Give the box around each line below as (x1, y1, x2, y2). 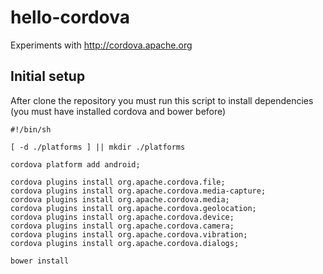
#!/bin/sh (10, 124, 52, 135)
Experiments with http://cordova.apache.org (10, 39, 193, 51)
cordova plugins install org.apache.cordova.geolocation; (10, 203, 257, 213)
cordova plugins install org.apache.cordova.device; (10, 212, 235, 222)
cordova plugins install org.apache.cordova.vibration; (10, 229, 248, 240)
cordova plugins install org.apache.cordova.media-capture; (10, 186, 267, 196)
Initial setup (10, 68, 86, 85)
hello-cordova (10, 6, 131, 29)
